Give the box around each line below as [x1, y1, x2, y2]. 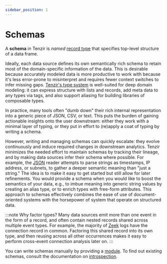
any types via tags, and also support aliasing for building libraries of [5, 92, 145, 98]
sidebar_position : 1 [5, 7, 48, 12]
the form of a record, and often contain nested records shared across [5, 217, 148, 223]
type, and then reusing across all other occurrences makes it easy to [5, 233, 146, 239]
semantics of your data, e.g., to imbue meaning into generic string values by [5, 180, 162, 186]
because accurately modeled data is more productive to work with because [5, 71, 161, 77]
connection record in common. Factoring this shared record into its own [5, 227, 153, 233]
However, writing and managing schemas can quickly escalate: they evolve [5, 138, 160, 144]
